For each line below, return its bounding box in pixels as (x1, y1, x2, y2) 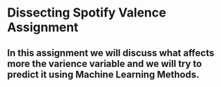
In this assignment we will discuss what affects (7, 47, 215, 59)
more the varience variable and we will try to (7, 57, 202, 70)
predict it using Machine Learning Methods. (7, 68, 200, 80)
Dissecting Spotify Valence (7, 5, 166, 21)
